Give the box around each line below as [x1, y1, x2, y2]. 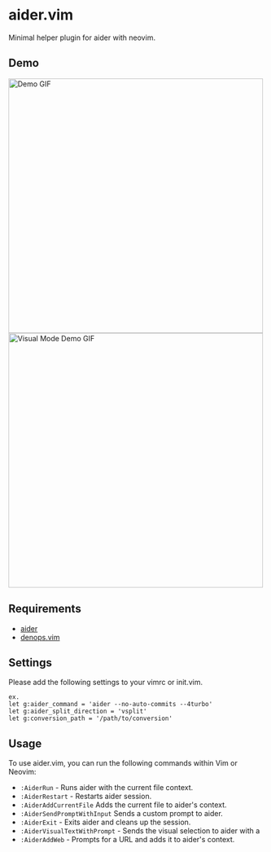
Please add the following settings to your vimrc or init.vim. [8, 678, 203, 687]
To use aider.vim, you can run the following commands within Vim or [8, 758, 238, 768]
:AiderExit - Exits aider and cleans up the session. [20, 817, 191, 828]
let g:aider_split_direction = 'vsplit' [8, 707, 148, 716]
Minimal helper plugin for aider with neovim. [8, 33, 156, 42]
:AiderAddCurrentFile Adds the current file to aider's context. [20, 800, 227, 810]
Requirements [8, 602, 81, 616]
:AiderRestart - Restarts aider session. [20, 792, 152, 801]
